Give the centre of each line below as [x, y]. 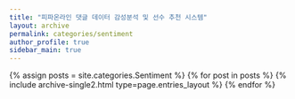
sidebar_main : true [45, 50]
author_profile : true [49, 42]
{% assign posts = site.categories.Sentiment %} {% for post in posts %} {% [148, 75]
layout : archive [39, 26]
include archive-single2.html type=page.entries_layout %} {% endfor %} [143, 85]
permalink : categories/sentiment [71, 34]
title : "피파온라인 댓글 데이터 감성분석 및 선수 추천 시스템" [108, 17]
